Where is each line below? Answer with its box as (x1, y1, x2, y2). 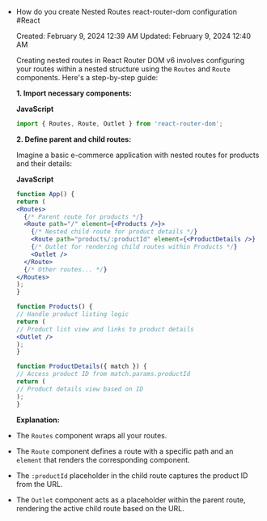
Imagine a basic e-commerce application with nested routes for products (15, 150, 260, 160)
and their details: (15, 158, 73, 169)
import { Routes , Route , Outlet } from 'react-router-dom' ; (15, 120, 223, 128)
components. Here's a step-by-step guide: (15, 73, 159, 82)
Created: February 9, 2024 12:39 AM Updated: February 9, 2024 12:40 (15, 32, 252, 41)
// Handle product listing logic (15, 310, 129, 318)
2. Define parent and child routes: (15, 134, 132, 144)
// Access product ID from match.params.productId (15, 370, 191, 378)
